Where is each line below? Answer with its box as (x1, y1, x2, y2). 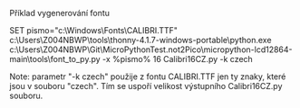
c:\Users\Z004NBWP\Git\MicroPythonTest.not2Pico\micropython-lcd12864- (9, 44, 293, 55)
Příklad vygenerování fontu (9, 8, 111, 18)
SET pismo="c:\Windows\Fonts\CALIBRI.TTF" (9, 25, 179, 35)
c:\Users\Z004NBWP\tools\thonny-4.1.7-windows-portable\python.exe (9, 35, 272, 45)
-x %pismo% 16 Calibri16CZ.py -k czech (102, 54, 254, 64)
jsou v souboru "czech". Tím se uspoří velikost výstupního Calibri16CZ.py (9, 81, 283, 91)
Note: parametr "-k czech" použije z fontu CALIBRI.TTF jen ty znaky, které (9, 71, 286, 82)
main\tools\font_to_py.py (9, 54, 102, 64)
